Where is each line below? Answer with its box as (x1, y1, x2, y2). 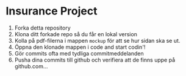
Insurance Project (5, 4, 98, 18)
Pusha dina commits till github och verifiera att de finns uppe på (14, 56, 176, 63)
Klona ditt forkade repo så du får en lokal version (14, 30, 138, 37)
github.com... (14, 62, 48, 70)
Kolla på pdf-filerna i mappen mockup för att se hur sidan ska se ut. (14, 37, 181, 44)
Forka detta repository (14, 24, 71, 31)
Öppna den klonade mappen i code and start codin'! (14, 43, 146, 51)
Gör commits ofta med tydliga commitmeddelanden (14, 49, 144, 57)
